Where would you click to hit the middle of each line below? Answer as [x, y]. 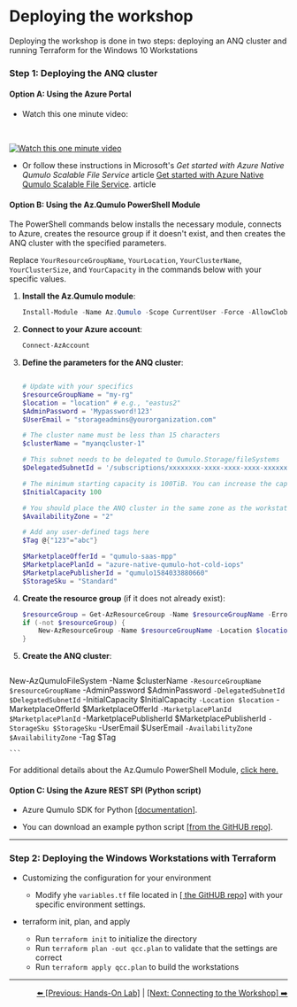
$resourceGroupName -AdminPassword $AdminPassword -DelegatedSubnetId [147, 690]
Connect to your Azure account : [82, 329]
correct [49, 957]
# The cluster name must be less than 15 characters [121, 436]
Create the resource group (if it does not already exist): [123, 598]
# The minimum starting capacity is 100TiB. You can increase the [147, 484]
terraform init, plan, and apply [76, 921]
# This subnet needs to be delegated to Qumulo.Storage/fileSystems [151, 460]
